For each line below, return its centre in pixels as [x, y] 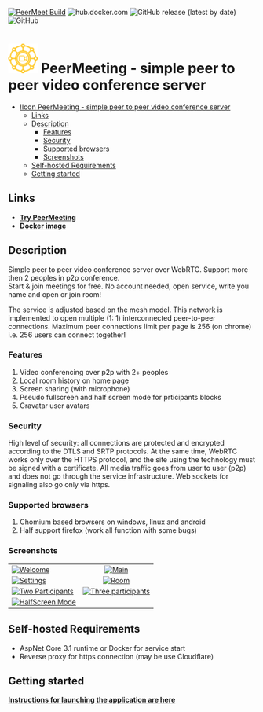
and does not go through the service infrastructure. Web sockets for [119, 476]
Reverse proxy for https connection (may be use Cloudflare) [117, 656]
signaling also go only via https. [59, 485]
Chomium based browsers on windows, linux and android [112, 522]
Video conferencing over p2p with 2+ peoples [94, 372]
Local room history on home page [74, 380]
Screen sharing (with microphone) [75, 388]
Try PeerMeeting [47, 217]
